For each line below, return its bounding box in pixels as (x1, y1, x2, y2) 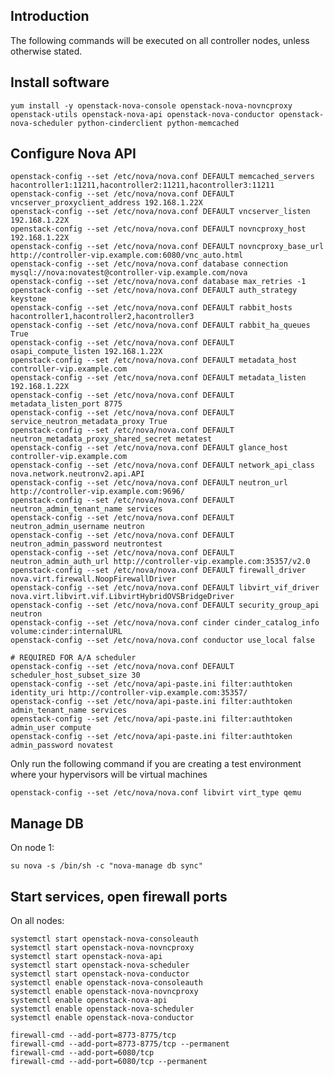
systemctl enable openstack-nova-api (10, 995, 168, 1006)
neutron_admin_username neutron (10, 522, 145, 532)
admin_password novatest (10, 740, 114, 751)
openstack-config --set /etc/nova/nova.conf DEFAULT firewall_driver (10, 565, 307, 576)
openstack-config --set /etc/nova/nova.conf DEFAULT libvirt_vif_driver (10, 583, 320, 593)
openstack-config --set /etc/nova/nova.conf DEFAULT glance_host (10, 443, 288, 453)
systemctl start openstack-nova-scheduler (10, 960, 190, 971)
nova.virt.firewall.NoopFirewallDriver (10, 574, 177, 584)
